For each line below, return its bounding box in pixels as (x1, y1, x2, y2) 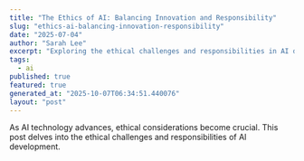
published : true (9, 72, 71, 81)
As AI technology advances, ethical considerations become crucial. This (9, 122, 279, 133)
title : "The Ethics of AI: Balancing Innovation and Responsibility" (9, 13, 278, 23)
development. (9, 141, 61, 152)
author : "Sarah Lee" (9, 38, 88, 48)
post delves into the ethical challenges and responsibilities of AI (9, 132, 247, 143)
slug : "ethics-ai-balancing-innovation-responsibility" (9, 22, 224, 31)
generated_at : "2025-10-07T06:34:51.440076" (9, 89, 180, 98)
